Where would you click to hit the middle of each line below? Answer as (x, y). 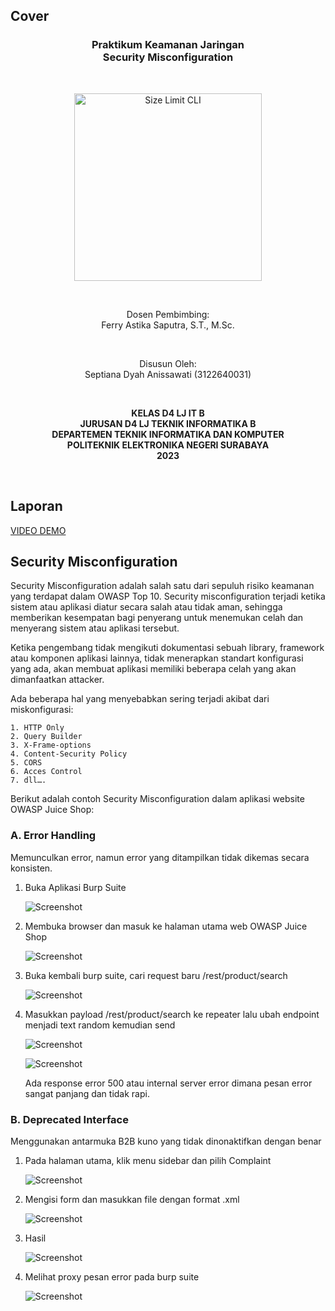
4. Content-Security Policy (69, 754)
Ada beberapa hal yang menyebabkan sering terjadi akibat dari (140, 699)
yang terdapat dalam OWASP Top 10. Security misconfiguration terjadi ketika (168, 596)
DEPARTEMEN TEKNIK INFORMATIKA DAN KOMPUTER (168, 434)
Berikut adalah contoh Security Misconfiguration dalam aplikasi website (157, 799)
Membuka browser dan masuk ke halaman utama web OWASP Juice (166, 926)
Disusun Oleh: (168, 363)
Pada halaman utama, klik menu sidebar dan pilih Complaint (148, 1160)
